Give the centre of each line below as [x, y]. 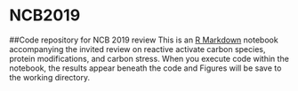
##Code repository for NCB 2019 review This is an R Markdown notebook [144, 40]
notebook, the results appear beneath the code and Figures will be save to [145, 68]
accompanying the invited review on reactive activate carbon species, [137, 49]
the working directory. [50, 77]
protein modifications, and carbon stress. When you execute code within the [149, 58]
